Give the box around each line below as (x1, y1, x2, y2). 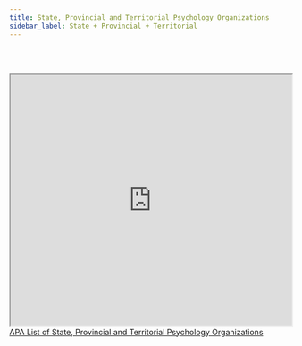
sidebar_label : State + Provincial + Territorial (9, 21, 198, 30)
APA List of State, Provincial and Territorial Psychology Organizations (9, 326, 264, 337)
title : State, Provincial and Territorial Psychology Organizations (9, 13, 270, 22)
